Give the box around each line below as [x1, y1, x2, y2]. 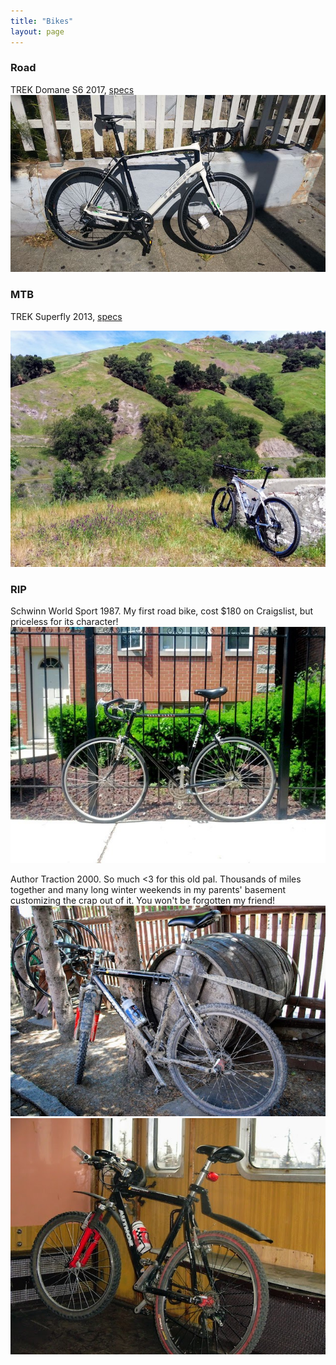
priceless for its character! [10, 615, 119, 627]
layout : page [10, 26, 65, 37]
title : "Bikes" [10, 16, 74, 26]
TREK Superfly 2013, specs [10, 310, 123, 322]
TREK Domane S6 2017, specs [10, 83, 135, 95]
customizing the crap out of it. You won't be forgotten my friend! [10, 894, 276, 906]
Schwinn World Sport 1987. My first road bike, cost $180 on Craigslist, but [10, 605, 314, 617]
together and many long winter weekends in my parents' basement [10, 883, 287, 895]
